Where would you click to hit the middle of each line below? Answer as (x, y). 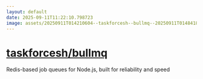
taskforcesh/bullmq (57, 53)
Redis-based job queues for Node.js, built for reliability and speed (88, 69)
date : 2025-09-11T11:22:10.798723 (50, 17)
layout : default (27, 12)
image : (14, 23)
